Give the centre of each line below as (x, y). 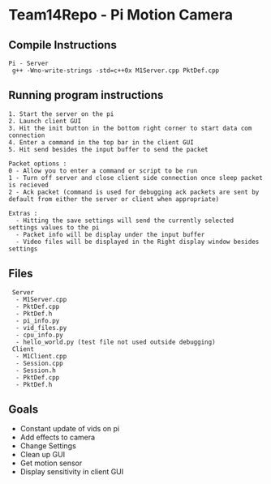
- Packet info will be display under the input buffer (110, 234)
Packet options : (38, 164)
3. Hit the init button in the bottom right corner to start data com (130, 128)
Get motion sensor (51, 463)
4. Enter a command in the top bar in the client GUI (101, 142)
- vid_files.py (41, 328)
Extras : (23, 213)
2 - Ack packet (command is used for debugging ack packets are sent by (134, 192)
